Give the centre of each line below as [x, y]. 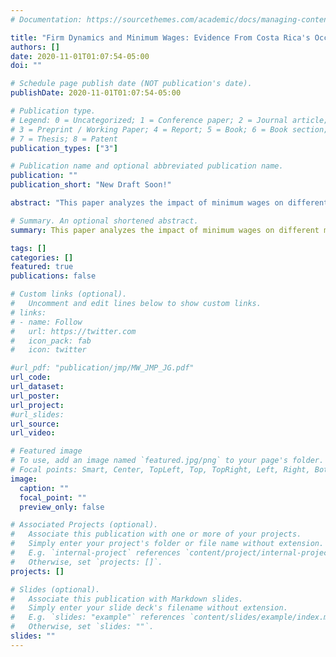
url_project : [37, 405]
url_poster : [35, 396]
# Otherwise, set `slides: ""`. [82, 627]
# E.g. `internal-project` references [96, 553]
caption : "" [44, 488]
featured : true [42, 267]
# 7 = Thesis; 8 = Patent [64, 139]
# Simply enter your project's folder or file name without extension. [167, 544]
